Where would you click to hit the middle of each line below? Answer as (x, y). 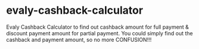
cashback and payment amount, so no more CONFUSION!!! (79, 39)
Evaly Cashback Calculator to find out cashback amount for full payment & (98, 27)
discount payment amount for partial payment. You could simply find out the (99, 33)
